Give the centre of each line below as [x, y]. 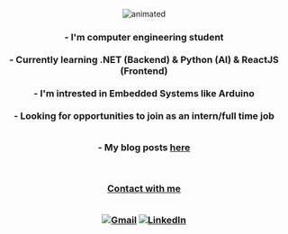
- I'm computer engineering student [144, 37]
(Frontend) [144, 70]
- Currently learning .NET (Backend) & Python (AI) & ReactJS [144, 59]
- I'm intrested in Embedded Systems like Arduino [144, 93]
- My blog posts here [144, 148]
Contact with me [144, 189]
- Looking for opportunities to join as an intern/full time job [144, 115]
